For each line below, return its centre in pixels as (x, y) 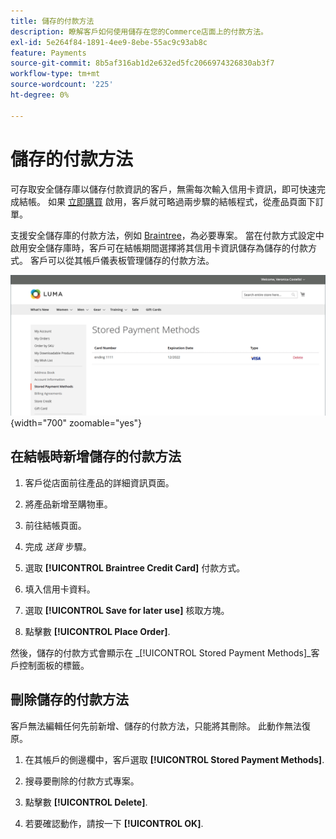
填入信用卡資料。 (60, 589)
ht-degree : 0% (40, 95)
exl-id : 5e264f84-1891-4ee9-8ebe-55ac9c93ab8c (109, 42)
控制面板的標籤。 (54, 665)
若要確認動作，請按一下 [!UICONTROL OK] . (114, 823)
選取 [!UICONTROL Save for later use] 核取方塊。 (127, 610)
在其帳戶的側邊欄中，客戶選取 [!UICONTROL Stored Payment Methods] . (174, 759)
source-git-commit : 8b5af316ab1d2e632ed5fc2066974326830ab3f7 (142, 63)
